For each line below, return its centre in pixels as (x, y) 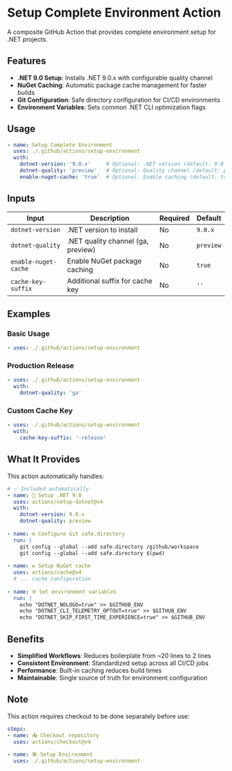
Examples (29, 314)
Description (110, 218)
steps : (17, 729)
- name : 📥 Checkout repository (53, 735)
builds (26, 92)
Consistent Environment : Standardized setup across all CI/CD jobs (113, 663)
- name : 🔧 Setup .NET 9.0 (44, 495)
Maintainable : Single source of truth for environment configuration (112, 678)
